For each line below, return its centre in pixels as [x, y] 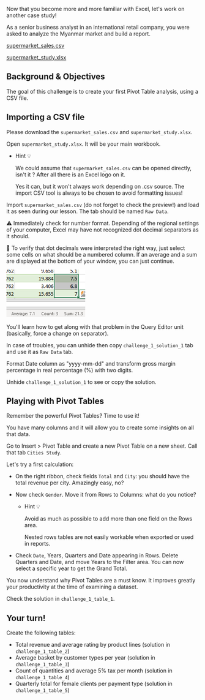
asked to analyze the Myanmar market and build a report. [79, 34]
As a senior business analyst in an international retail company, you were [98, 27]
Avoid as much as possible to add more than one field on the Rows [108, 519]
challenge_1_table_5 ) [42, 690]
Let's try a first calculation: [40, 464]
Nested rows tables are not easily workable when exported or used [109, 537]
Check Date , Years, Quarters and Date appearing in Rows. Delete [97, 555]
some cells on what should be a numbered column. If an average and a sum [102, 254]
